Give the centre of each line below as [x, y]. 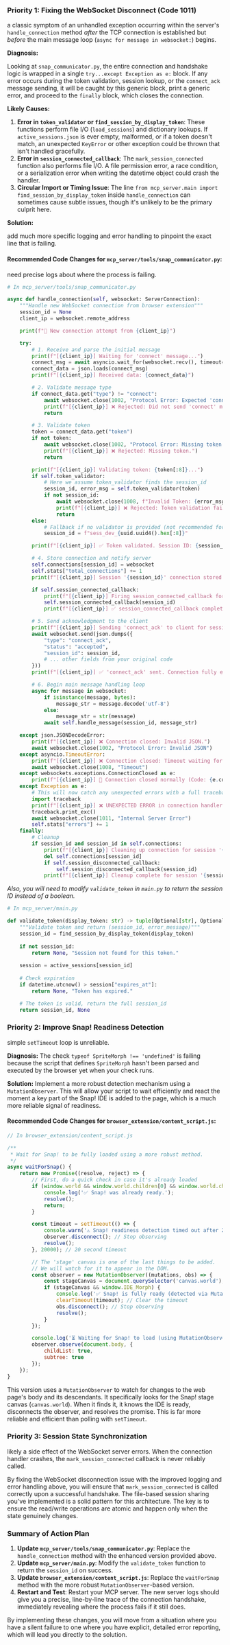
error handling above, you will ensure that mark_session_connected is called [113, 1487]
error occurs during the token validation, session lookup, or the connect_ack [114, 81]
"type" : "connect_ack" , [77, 640]
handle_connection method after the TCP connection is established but [107, 32]
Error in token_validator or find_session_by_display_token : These [111, 122]
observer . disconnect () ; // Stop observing [105, 1237]
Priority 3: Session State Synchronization [77, 1436]
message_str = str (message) [96, 717]
